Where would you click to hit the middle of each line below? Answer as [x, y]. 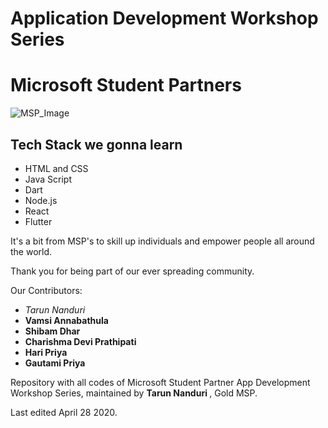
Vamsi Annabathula [66, 320]
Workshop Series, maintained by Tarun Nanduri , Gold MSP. [134, 393]
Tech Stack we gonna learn [96, 144]
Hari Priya [46, 352]
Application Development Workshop [164, 18]
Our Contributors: [46, 290]
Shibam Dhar [52, 331]
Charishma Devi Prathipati [80, 341]
